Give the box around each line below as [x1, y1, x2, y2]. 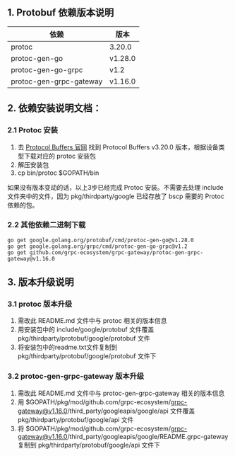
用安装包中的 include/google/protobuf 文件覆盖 [17, 325, 155, 334]
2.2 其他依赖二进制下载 [7, 220, 86, 230]
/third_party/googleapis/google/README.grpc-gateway [66, 432, 229, 440]
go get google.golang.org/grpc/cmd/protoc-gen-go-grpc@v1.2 [7, 243, 188, 250]
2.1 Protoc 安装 [7, 125, 59, 135]
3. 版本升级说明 [7, 276, 74, 288]
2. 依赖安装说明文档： [7, 102, 102, 115]
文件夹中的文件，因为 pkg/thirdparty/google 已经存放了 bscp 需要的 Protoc [7, 192, 224, 200]
